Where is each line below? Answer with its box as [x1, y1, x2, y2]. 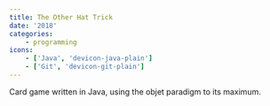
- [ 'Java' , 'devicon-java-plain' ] [25, 54, 153, 63]
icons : [9, 46, 34, 55]
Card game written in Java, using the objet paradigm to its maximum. [9, 86, 262, 97]
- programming [25, 37, 77, 47]
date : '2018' [9, 21, 58, 30]
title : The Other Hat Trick [9, 12, 114, 22]
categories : [9, 29, 53, 38]
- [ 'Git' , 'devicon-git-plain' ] [25, 63, 145, 72]
